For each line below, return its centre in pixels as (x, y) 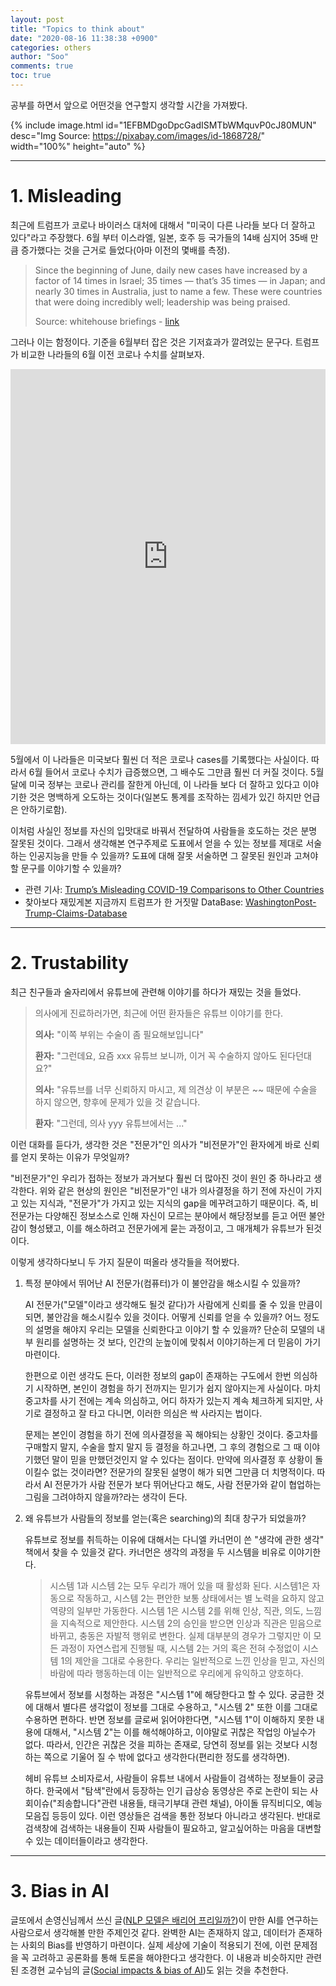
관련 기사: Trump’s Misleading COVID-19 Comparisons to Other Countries (174, 889)
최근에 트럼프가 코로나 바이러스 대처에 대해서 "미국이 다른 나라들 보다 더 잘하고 (163, 225)
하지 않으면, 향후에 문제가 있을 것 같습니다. (117, 1102)
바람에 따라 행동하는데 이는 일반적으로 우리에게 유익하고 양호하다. (176, 1673)
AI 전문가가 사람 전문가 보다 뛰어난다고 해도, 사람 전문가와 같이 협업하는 (182, 1484)
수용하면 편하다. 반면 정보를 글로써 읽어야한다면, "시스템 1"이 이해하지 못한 (169, 1719)
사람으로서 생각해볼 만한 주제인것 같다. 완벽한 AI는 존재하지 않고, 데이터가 (153, 1932)
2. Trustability (70, 963)
